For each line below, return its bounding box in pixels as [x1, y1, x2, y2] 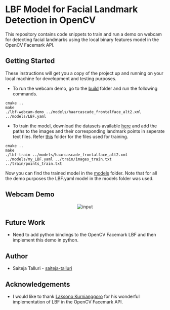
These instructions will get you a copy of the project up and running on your [5, 70, 163, 76]
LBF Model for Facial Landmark [5, 4, 138, 15]
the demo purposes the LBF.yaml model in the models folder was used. [5, 175, 154, 181]
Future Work [5, 218, 46, 227]
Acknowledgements [5, 280, 70, 289]
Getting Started [5, 57, 55, 65]
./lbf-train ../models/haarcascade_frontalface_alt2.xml [5, 152, 128, 157]
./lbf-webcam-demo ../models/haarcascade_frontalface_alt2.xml [5, 109, 142, 115]
